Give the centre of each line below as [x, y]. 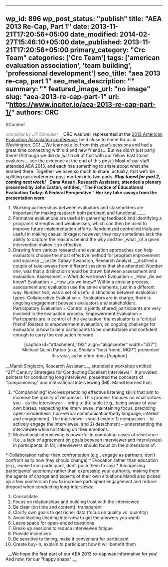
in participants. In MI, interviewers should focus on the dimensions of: [84, 445]
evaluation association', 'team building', [69, 66]
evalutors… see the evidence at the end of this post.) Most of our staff [78, 161]
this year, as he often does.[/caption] [89, 355]
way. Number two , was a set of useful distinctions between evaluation [85, 292]
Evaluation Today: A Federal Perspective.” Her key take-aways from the [82, 192]
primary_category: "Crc [108, 50]
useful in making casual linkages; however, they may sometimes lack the [87, 234]
